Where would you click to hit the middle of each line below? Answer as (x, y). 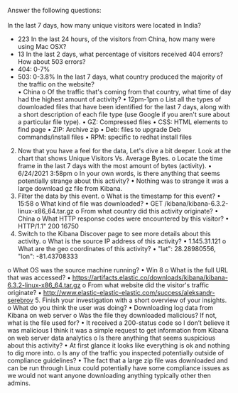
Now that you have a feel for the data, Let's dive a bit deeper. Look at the (124, 151)
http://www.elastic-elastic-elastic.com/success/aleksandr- (129, 293)
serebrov (21, 300)
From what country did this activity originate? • (150, 211)
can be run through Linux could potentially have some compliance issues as (118, 368)
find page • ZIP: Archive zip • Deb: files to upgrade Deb (99, 129)
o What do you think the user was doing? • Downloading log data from (110, 308)
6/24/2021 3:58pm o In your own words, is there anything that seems (119, 173)
